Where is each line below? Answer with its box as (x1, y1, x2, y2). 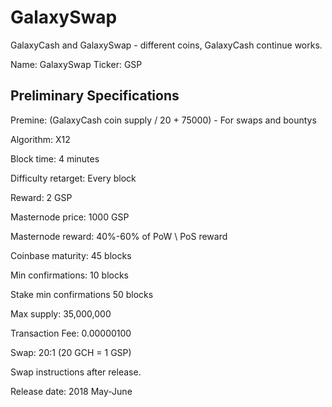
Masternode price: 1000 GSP (10, 211, 130, 223)
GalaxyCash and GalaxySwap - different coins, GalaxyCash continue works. (10, 39, 323, 51)
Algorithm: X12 (10, 133, 71, 145)
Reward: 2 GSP (10, 191, 73, 203)
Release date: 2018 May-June (10, 385, 133, 397)
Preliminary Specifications (10, 87, 180, 105)
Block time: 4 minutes (10, 152, 100, 165)
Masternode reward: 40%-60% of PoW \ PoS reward (10, 230, 228, 242)
